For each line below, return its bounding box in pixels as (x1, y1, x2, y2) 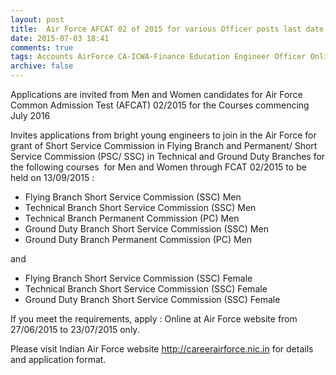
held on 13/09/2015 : (10, 172, 95, 183)
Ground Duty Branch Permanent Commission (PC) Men (24, 234, 253, 245)
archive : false (10, 61, 74, 71)
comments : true (10, 42, 74, 53)
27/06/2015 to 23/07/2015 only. (10, 324, 140, 335)
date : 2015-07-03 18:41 (10, 33, 110, 43)
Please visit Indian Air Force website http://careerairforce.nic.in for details (10, 343, 314, 355)
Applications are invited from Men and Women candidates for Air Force (10, 89, 303, 100)
